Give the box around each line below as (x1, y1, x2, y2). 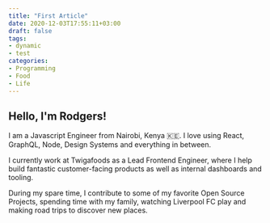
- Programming (8, 65, 57, 73)
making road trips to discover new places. (8, 205, 148, 215)
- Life (8, 79, 31, 87)
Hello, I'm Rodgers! (8, 109, 107, 123)
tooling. (8, 173, 34, 183)
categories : (8, 57, 49, 65)
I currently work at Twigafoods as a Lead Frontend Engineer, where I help (8, 155, 253, 166)
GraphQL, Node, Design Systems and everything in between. (8, 140, 212, 149)
